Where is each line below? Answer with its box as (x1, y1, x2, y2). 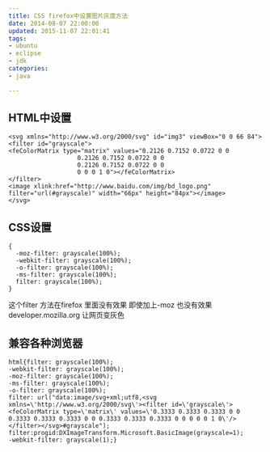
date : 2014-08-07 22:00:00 (8, 19, 99, 27)
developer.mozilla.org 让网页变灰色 (8, 310, 125, 320)
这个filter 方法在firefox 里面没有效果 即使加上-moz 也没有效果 (8, 300, 213, 310)
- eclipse (8, 49, 42, 57)
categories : (8, 65, 49, 73)
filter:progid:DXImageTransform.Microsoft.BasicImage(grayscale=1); (8, 429, 244, 437)
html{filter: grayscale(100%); (8, 358, 114, 366)
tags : (8, 34, 27, 43)
